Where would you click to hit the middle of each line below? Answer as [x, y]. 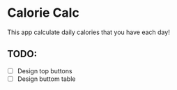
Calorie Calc [44, 13]
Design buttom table [46, 79]
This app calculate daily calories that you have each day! [89, 32]
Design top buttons [45, 70]
